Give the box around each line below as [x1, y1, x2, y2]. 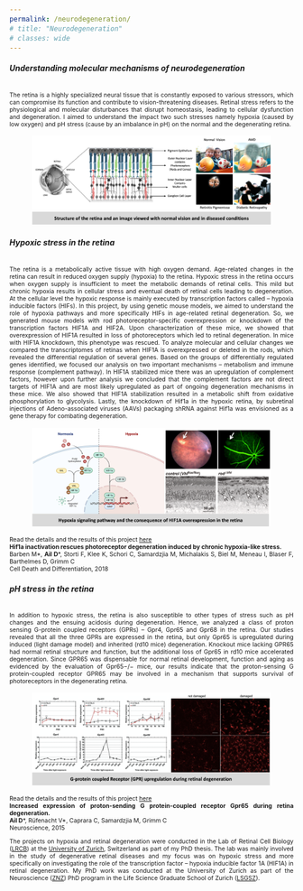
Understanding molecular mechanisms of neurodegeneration [9, 62, 245, 73]
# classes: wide [9, 33, 70, 42]
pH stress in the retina [9, 583, 95, 594]
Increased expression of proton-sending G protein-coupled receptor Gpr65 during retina [9, 802, 294, 811]
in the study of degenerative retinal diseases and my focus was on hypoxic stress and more [9, 851, 294, 860]
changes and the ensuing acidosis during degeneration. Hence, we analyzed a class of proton [9, 618, 294, 627]
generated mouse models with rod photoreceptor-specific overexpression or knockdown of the [9, 316, 294, 325]
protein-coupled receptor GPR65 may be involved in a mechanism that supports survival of [9, 670, 294, 679]
